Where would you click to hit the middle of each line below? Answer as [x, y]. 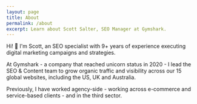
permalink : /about [29, 23]
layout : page [23, 12]
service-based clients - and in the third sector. [64, 95]
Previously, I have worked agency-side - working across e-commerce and [99, 89]
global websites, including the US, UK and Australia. [71, 77]
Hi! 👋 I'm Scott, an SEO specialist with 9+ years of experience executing [96, 46]
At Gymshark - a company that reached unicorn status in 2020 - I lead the [99, 64]
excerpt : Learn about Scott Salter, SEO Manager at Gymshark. [86, 29]
